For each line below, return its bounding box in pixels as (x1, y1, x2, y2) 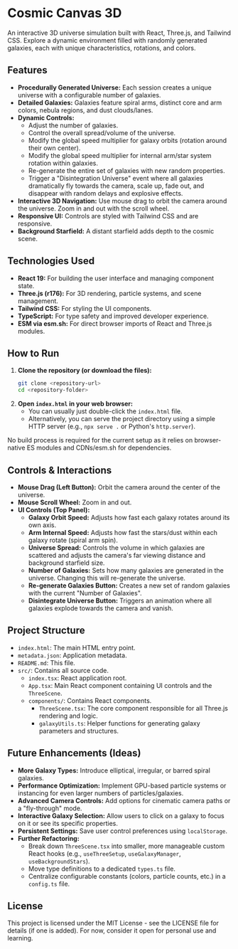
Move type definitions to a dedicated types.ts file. (28, 864, 176, 873)
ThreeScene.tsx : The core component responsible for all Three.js (38, 704, 229, 712)
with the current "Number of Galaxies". (28, 588, 142, 597)
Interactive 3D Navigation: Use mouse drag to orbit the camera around (17, 196, 227, 205)
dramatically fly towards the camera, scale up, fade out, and (28, 181, 205, 190)
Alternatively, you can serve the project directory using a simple (28, 415, 215, 423)
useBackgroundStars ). (28, 857, 90, 865)
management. (17, 297, 59, 305)
